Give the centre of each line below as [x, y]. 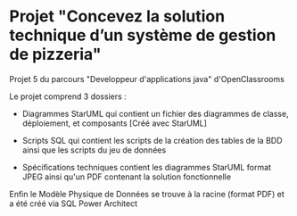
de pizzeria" [55, 54]
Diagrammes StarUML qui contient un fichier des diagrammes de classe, [155, 113]
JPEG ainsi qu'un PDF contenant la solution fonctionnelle [127, 177]
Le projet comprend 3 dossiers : [68, 96]
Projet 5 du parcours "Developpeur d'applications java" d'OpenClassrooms [147, 79]
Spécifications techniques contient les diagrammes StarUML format [147, 167]
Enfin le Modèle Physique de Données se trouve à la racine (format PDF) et [147, 194]
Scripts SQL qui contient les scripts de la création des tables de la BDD [152, 140]
